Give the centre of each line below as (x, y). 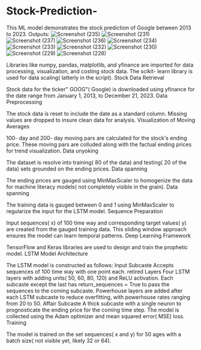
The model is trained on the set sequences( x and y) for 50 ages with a (94, 334)
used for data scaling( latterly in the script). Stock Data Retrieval (85, 77)
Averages (18, 126)
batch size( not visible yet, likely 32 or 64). (59, 340)
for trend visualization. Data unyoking (52, 151)
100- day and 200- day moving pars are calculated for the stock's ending (97, 138)
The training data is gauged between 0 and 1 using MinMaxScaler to (90, 205)
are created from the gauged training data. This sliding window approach (97, 229)
